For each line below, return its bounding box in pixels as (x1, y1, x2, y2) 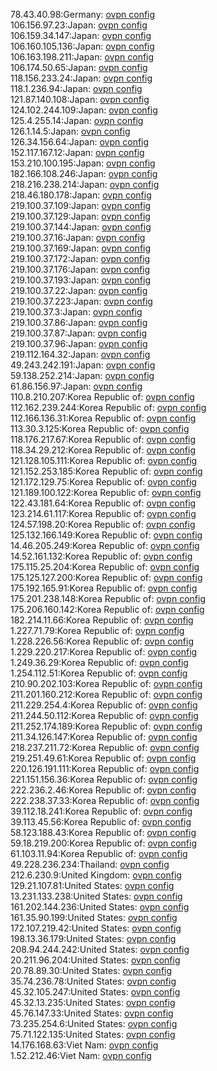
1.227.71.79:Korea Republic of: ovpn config (10, 625, 185, 636)
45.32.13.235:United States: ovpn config (10, 997, 176, 1008)
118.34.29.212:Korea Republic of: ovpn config (10, 444, 196, 456)
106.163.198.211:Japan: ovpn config (10, 51, 155, 63)
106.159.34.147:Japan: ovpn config (10, 30, 152, 41)
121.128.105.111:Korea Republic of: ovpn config (10, 455, 198, 466)
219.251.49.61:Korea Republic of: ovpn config (10, 752, 197, 764)
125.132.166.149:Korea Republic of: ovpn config (10, 529, 203, 541)
